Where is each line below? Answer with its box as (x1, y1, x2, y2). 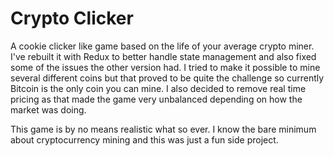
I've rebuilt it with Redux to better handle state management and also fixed (10, 50, 317, 62)
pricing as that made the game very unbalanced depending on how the (10, 93, 303, 105)
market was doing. (10, 103, 87, 116)
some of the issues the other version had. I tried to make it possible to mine (10, 61, 321, 73)
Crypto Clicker (10, 7, 134, 30)
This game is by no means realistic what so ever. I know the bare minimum (10, 123, 317, 135)
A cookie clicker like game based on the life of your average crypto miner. (10, 40, 315, 52)
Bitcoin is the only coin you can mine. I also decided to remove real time (10, 82, 307, 94)
